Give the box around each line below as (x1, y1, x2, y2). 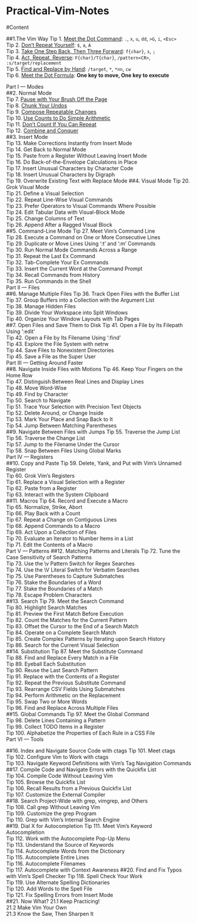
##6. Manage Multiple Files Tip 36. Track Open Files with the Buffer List (6, 290, 180, 297)
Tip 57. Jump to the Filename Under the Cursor (6, 441, 120, 448)
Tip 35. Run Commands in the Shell (6, 278, 91, 285)
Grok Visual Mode (6, 183, 50, 190)
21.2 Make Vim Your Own (6, 904, 67, 911)
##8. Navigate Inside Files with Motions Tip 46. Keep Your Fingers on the (6, 365, 183, 373)
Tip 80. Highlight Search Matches (6, 604, 88, 611)
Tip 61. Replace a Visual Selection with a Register (6, 478, 125, 485)
